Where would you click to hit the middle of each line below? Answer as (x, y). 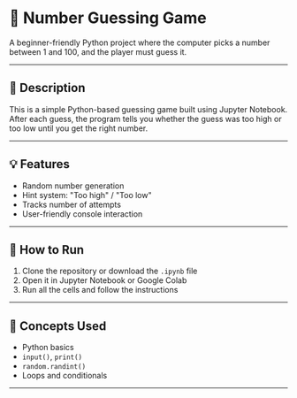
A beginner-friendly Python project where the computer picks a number (140, 42)
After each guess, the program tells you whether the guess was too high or (145, 119)
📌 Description (47, 88)
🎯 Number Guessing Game (108, 18)
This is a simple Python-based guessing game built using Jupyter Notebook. (148, 109)
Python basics (48, 348)
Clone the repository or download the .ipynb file (110, 271)
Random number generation (73, 186)
